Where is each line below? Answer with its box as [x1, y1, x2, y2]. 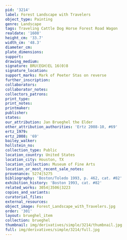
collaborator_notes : [5, 87, 49, 92]
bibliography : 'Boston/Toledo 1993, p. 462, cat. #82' [5, 176, 122, 181]
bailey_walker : [5, 138, 37, 143]
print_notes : [5, 101, 33, 106]
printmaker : [5, 106, 30, 111]
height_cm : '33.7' [5, 36, 44, 41]
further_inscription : [5, 77, 51, 83]
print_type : [5, 96, 30, 101]
